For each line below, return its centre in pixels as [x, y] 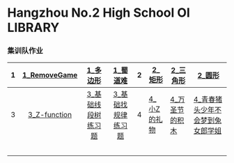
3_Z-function [49, 115]
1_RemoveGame [50, 75]
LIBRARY [33, 28]
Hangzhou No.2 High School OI [99, 13]
